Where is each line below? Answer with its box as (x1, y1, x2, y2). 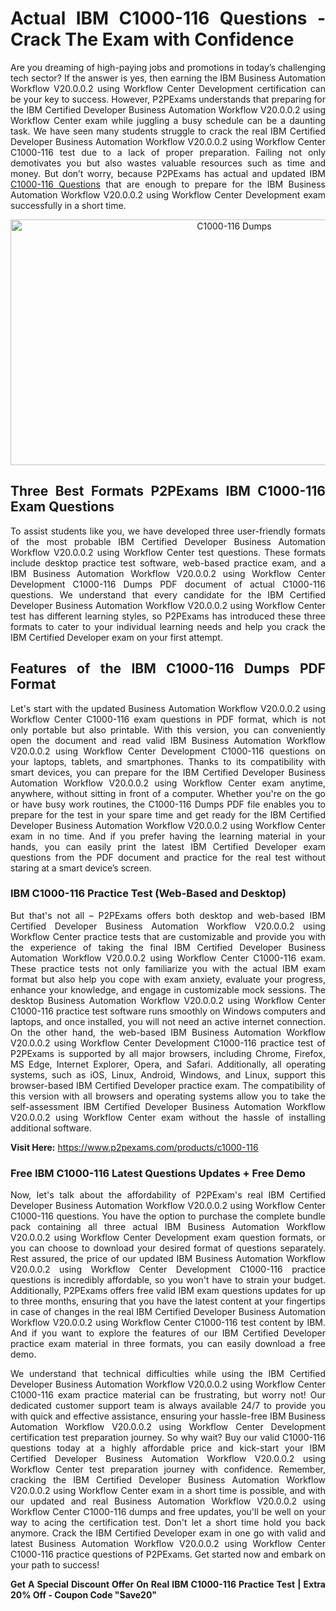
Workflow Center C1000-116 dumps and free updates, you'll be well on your (10, 1506, 326, 1518)
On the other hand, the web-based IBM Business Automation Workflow (10, 1026, 326, 1038)
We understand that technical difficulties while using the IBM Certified (10, 1368, 326, 1380)
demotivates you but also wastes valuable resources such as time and (10, 157, 326, 169)
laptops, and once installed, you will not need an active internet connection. (10, 1015, 326, 1027)
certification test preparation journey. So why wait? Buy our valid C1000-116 (10, 1432, 326, 1444)
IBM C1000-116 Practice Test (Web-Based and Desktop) (10, 887, 287, 901)
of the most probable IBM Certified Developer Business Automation (10, 535, 326, 547)
